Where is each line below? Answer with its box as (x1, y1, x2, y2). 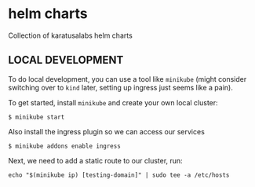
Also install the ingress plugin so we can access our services (8, 126, 206, 136)
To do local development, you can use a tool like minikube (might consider (8, 74, 247, 83)
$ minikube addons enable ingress (8, 142, 122, 150)
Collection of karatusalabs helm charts (8, 31, 133, 40)
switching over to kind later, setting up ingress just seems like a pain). (8, 82, 233, 92)
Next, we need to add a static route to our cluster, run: (8, 156, 183, 165)
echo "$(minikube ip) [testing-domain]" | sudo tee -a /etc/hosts (8, 170, 230, 179)
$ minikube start (8, 113, 65, 121)
